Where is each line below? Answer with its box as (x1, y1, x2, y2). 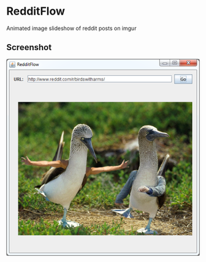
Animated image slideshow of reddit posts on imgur (6, 24, 137, 32)
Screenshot (6, 42, 52, 53)
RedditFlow (6, 4, 66, 18)
